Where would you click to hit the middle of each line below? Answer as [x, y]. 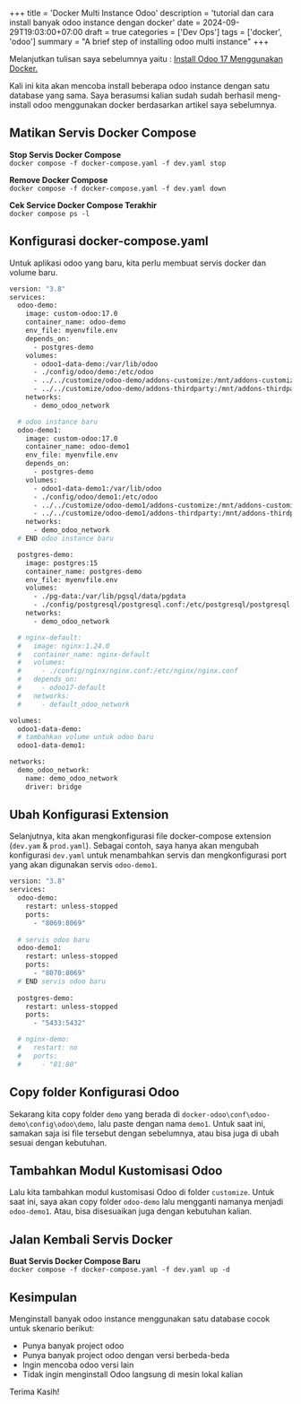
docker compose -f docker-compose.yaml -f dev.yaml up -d [120, 1270]
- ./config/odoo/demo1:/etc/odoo [95, 497]
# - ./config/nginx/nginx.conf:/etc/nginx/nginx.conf [128, 671]
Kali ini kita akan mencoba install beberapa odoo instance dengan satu [140, 86]
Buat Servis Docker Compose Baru [75, 1261]
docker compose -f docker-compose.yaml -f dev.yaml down [118, 188]
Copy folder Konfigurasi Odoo [95, 1092]
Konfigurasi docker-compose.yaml [109, 241]
